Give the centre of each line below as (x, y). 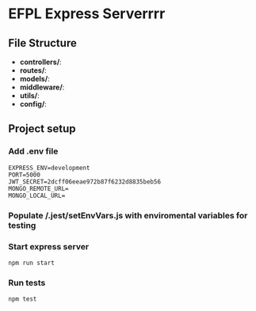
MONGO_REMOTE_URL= (38, 188)
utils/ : (29, 95)
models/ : (34, 79)
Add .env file (33, 151)
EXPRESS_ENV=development (49, 168)
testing (22, 225)
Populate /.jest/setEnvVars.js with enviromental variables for (128, 215)
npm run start (32, 263)
